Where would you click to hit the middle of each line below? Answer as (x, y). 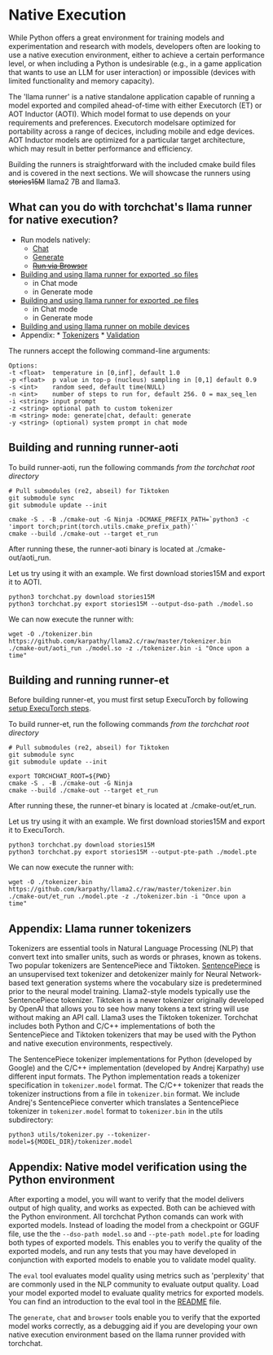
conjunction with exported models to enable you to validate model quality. (132, 1260)
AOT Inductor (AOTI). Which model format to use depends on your (119, 114)
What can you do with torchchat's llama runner (130, 207)
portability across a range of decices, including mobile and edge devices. (132, 131)
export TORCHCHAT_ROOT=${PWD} (60, 776)
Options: (23, 365)
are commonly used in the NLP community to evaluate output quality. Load (134, 1284)
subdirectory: (31, 1120)
